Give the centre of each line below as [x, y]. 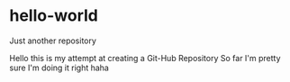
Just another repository [53, 41]
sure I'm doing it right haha [59, 68]
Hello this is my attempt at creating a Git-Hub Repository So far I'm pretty [145, 58]
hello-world [54, 16]
